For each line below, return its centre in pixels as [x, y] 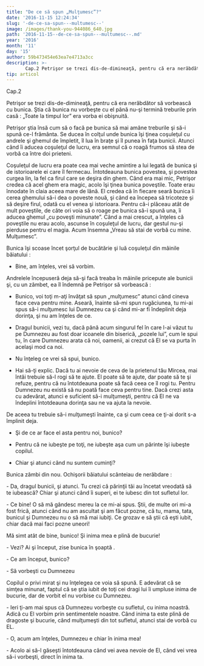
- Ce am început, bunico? [38, 559]
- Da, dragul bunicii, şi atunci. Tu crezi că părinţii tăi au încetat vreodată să [99, 486]
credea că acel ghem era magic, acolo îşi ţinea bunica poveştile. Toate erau [101, 185]
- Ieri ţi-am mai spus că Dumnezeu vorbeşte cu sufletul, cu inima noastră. [98, 608]
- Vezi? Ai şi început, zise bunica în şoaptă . [61, 548]
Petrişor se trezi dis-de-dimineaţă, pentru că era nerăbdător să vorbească [99, 103]
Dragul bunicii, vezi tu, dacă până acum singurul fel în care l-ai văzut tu [104, 328]
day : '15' [19, 52]
